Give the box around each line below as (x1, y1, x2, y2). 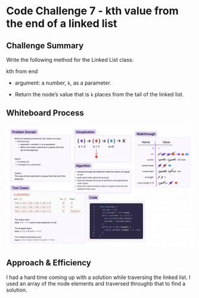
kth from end (6, 68, 38, 75)
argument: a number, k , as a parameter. (14, 79, 111, 86)
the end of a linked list (6, 17, 117, 30)
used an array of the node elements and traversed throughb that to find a (6, 280, 186, 287)
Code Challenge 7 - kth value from (6, 4, 179, 18)
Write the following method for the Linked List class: (6, 57, 134, 63)
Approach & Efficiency (6, 258, 91, 268)
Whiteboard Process (6, 108, 85, 118)
